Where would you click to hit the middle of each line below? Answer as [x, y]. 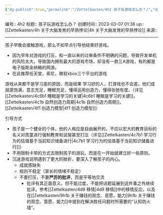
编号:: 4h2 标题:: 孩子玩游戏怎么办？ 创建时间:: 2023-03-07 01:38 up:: [74, 24]
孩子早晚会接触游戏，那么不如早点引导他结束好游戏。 [58, 45]
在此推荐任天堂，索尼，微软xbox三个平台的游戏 [59, 73]
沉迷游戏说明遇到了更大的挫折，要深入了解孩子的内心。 [67, 159]
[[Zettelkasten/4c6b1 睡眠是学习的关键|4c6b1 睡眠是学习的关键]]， [71, 96]
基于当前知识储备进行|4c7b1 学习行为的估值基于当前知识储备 [90, 141]
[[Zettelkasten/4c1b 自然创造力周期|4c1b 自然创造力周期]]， [65, 102]
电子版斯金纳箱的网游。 [35, 67]
